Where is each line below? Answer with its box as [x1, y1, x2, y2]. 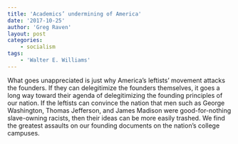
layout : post [7, 30, 46, 38]
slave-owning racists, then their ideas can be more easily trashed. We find [7, 113, 226, 122]
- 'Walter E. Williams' [20, 57, 91, 64]
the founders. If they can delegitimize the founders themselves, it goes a [7, 83, 220, 92]
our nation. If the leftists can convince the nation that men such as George [7, 99, 225, 107]
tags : [7, 50, 24, 57]
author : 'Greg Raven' [7, 23, 72, 31]
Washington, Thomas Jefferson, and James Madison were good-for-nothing [7, 106, 232, 114]
